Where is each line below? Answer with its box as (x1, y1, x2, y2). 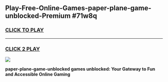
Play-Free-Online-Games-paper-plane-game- (5, 4, 151, 12)
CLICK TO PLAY (5, 27, 44, 34)
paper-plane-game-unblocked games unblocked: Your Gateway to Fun (5, 66, 155, 72)
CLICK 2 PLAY (5, 45, 40, 52)
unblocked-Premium (5, 12, 71, 20)
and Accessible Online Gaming (5, 71, 70, 77)
